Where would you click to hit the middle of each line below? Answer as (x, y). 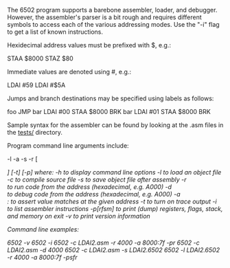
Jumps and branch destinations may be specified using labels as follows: (111, 98)
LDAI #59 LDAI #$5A (36, 85)
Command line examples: (43, 229)
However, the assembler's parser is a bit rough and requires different (105, 17)
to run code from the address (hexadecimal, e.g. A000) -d (89, 187)
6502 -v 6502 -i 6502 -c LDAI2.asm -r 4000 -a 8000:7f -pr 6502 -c (104, 243)
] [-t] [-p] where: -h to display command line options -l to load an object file (114, 172)
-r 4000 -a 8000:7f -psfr (42, 257)
